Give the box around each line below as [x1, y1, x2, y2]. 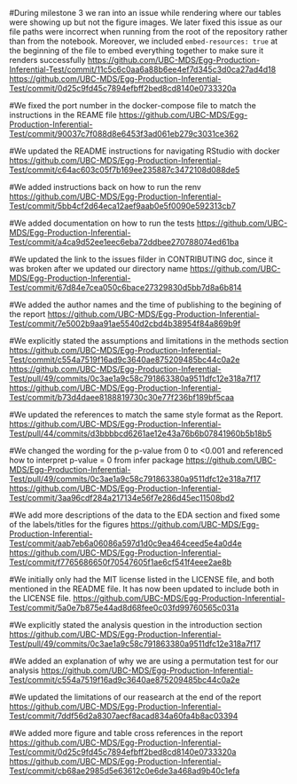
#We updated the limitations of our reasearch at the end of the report [9, 692, 262, 702]
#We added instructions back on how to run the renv [9, 182, 202, 192]
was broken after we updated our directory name [9, 264, 189, 273]
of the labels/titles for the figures [9, 519, 129, 529]
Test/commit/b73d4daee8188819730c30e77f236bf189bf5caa [9, 392, 235, 402]
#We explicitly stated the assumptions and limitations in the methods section [9, 336, 289, 345]
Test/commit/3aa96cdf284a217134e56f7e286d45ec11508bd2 [9, 493, 235, 503]
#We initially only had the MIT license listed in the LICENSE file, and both [9, 574, 275, 584]
